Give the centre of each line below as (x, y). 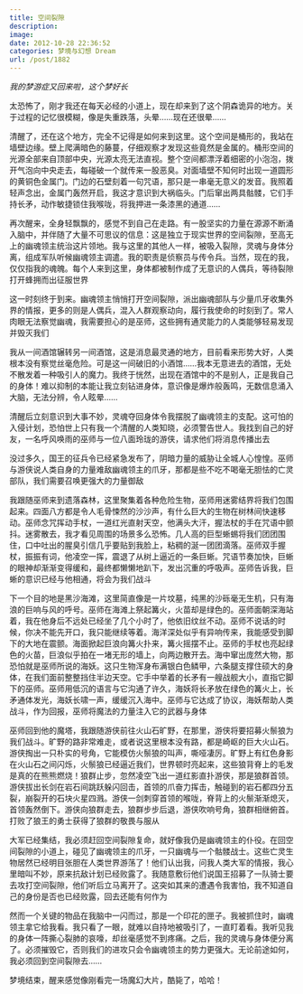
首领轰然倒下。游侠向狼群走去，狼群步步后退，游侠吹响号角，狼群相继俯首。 (151, 809)
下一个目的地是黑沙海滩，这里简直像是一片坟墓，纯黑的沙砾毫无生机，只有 (147, 598)
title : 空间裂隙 (37, 18)
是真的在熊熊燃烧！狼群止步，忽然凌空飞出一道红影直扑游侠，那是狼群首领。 (151, 775)
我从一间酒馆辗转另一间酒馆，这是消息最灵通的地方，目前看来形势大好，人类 (151, 352)
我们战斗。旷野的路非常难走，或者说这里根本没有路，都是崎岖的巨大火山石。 (151, 741)
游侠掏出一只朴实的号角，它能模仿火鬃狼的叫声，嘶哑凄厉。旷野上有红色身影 (151, 753)
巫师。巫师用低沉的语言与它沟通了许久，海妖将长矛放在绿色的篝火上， (155, 689)
